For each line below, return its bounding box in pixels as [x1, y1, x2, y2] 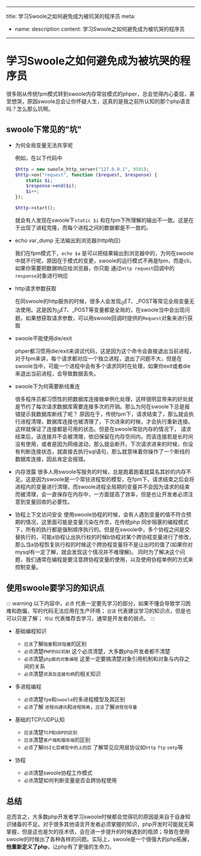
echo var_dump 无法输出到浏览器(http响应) [14, 236, 121, 244]
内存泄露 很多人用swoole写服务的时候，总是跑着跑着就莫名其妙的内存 [14, 468, 187, 476]
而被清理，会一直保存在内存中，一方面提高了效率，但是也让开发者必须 [14, 491, 188, 498]
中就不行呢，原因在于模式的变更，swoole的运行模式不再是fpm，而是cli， [14, 257, 195, 264]
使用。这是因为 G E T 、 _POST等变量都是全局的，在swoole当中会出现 [20, 306, 185, 315]
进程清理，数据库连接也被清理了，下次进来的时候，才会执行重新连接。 [20, 418, 193, 425]
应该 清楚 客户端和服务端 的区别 [23, 736, 91, 744]
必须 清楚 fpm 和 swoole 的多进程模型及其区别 [23, 696, 126, 703]
